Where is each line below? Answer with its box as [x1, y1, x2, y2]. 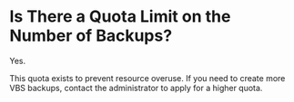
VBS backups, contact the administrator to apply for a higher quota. [9, 82, 263, 93]
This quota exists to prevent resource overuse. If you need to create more [9, 72, 286, 83]
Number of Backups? [9, 25, 173, 46]
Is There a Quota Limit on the [9, 6, 231, 27]
